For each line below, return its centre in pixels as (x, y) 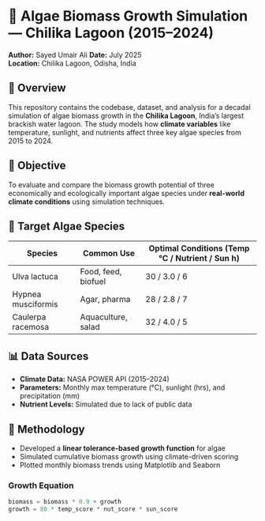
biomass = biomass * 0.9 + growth (65, 502)
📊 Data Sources (49, 356)
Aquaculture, (104, 317)
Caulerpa (29, 317)
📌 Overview (37, 88)
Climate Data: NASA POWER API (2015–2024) (94, 379)
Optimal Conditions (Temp (199, 248)
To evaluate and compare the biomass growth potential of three (111, 184)
